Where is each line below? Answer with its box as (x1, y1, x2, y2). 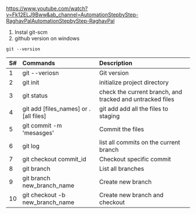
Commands (22, 59, 55, 67)
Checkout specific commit (99, 155, 171, 163)
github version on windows (14, 35, 80, 42)
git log (22, 142, 40, 150)
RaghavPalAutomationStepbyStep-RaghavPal (6, 18, 115, 24)
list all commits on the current (99, 139, 181, 146)
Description (99, 59, 132, 67)
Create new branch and (99, 191, 164, 199)
